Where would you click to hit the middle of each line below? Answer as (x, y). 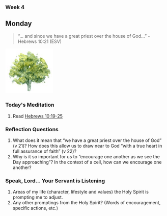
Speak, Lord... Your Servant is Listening (55, 181)
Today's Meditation (30, 105)
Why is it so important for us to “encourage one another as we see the (86, 156)
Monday (19, 24)
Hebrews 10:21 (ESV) (40, 41)
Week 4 (15, 7)
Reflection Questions (32, 129)
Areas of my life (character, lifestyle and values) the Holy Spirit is (81, 192)
